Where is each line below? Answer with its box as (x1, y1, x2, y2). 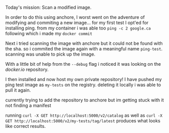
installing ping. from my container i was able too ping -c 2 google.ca (5, 25, 151, 31)
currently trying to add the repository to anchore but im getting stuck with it (5, 97, 164, 103)
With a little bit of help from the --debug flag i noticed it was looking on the (5, 61, 161, 67)
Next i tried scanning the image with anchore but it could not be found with (5, 40, 163, 46)
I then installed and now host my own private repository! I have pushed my (5, 76, 162, 82)
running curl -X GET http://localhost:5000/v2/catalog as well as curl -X (5, 112, 162, 118)
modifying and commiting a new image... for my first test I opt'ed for (5, 20, 149, 25)
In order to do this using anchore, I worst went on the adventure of (5, 14, 145, 20)
